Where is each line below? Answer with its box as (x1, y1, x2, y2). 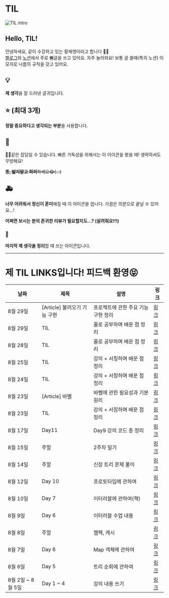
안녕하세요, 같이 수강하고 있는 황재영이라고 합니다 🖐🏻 (5, 48, 109, 55)
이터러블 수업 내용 (93, 512, 133, 519)
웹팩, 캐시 (93, 529, 115, 536)
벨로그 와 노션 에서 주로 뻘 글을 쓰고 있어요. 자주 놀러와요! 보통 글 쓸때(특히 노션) (5, 55, 158, 61)
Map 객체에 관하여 (93, 546, 135, 553)
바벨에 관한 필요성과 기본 (93, 389, 149, 396)
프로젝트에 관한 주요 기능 (93, 304, 149, 311)
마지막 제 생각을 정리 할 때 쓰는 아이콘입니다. (5, 243, 91, 249)
